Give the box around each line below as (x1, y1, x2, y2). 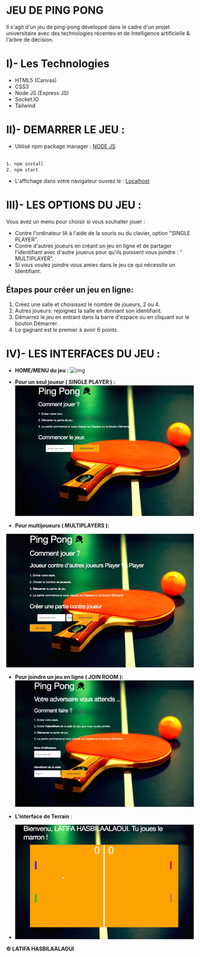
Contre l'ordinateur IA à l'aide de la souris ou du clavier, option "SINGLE (14, 229, 190, 236)
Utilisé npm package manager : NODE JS (14, 143, 116, 150)
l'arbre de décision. (6, 36, 54, 43)
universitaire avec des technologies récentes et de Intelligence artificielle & (6, 29, 190, 36)
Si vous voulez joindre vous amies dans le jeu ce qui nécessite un (14, 261, 176, 268)
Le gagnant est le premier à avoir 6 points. (14, 326, 119, 333)
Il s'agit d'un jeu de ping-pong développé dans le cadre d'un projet (6, 23, 170, 30)
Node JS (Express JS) (14, 89, 70, 96)
